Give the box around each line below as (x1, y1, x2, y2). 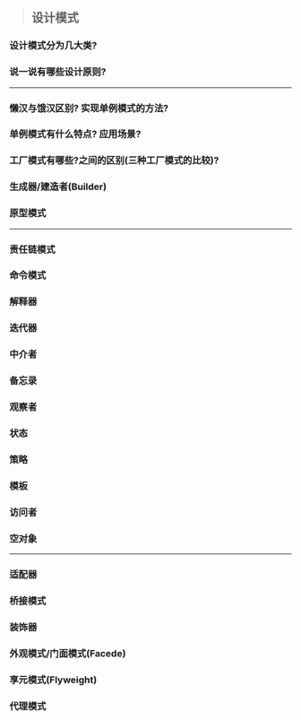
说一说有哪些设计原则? (9, 65, 107, 78)
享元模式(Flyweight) (9, 673, 98, 686)
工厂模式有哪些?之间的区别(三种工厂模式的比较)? (9, 154, 219, 167)
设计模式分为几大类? (9, 39, 98, 52)
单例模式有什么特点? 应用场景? (9, 128, 142, 141)
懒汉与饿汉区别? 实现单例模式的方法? (9, 101, 168, 114)
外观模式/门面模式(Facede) (9, 646, 126, 659)
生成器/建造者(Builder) (9, 180, 107, 193)
